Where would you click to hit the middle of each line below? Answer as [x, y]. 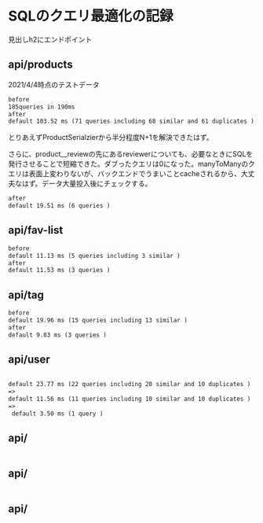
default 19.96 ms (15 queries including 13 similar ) [98, 320]
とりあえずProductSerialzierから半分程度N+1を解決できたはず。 [111, 138]
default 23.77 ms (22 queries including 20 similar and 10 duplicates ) [130, 385]
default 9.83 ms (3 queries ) [58, 335]
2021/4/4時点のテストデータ [54, 84]
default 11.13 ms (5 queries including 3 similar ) [94, 256]
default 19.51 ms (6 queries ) [59, 206]
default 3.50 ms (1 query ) [57, 414]
